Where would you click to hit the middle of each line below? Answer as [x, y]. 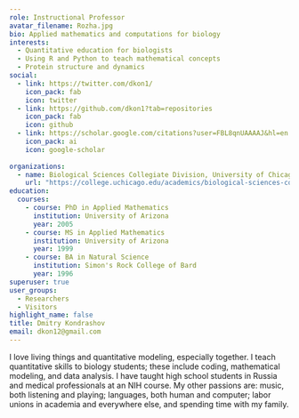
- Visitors [37, 307]
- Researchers [43, 299]
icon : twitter [51, 100]
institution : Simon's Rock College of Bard [115, 266]
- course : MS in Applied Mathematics [95, 232]
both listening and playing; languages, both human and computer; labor [140, 394]
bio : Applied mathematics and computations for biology [115, 34]
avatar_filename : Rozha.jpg [61, 26]
